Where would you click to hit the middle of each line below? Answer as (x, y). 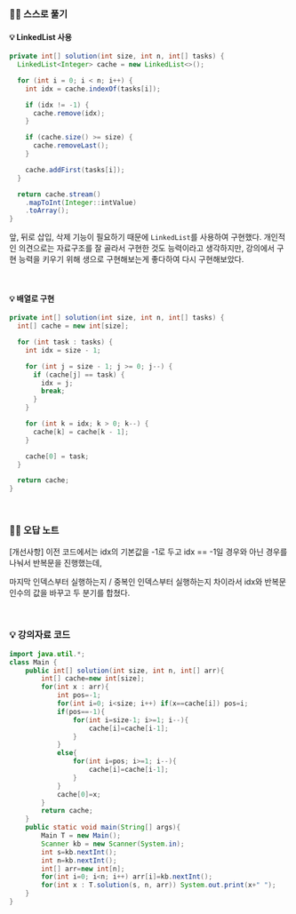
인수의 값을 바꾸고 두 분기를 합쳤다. (70, 592)
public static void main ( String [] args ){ (103, 828)
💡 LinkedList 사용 (41, 36)
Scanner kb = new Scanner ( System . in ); (113, 844)
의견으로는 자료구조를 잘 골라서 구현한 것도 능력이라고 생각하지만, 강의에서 (147, 248)
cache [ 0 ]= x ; (79, 794)
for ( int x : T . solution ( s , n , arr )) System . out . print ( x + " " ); (159, 886)
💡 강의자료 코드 (40, 635)
